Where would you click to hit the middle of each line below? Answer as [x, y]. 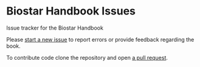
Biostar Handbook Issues [71, 11]
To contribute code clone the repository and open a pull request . [87, 57]
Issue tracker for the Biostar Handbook [55, 28]
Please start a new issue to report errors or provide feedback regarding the [100, 39]
